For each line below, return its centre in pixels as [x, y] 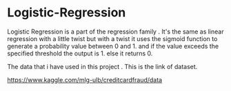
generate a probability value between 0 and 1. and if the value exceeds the [113, 46]
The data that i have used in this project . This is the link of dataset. [102, 66]
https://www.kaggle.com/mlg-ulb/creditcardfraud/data [85, 79]
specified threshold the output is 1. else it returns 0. [80, 53]
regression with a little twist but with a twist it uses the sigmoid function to [112, 38]
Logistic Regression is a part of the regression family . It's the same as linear [115, 31]
